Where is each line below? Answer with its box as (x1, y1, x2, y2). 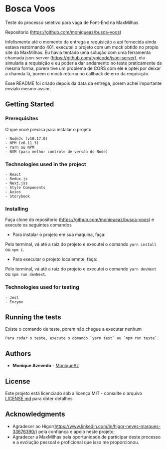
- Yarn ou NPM (5, 145, 35, 150)
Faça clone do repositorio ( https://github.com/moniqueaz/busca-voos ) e (5, 217, 155, 223)
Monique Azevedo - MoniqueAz (12, 363, 79, 369)
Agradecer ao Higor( (12, 423, 55, 429)
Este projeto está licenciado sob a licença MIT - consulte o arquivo (5, 390, 142, 396)
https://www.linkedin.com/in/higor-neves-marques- (54, 423, 161, 429)
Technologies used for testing (5, 284, 80, 291)
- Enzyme (5, 299, 23, 304)
